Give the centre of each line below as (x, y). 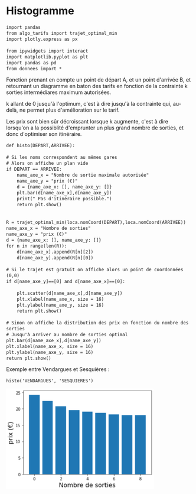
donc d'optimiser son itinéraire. (44, 134)
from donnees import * (34, 69)
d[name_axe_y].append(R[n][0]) (55, 258)
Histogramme (40, 11)
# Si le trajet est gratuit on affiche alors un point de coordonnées (95, 269)
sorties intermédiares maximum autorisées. (59, 92)
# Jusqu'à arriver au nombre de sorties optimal (67, 334)
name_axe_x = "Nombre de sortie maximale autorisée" (83, 175)
